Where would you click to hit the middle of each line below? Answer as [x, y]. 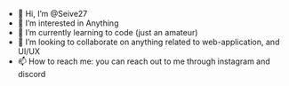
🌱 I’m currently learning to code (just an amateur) [108, 32]
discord [32, 74]
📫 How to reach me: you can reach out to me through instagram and [144, 61]
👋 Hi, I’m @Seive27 [52, 14]
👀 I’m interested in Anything [68, 23]
